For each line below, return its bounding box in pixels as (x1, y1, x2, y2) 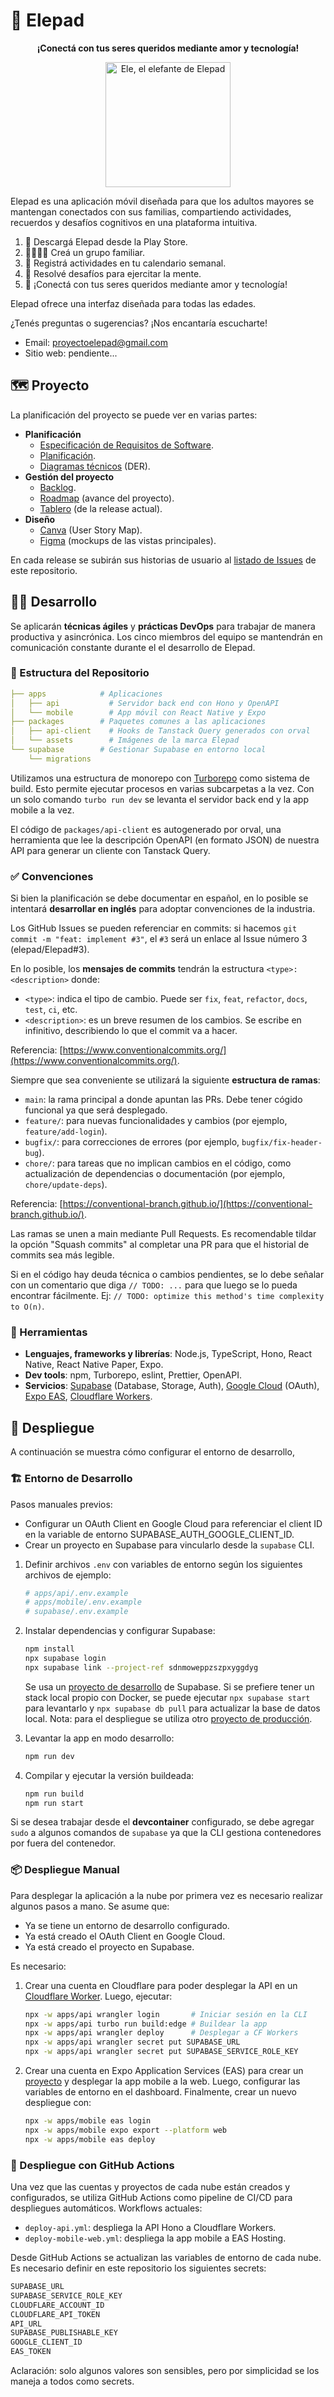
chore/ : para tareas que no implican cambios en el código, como (24, 1157, 292, 1169)
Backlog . (39, 481, 77, 493)
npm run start (24, 1798, 84, 1808)
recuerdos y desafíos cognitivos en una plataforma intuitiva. (10, 216, 258, 228)
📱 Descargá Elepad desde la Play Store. (24, 235, 188, 248)
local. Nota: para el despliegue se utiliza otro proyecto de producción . (24, 1712, 313, 1724)
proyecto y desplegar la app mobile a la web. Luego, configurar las (24, 2075, 301, 2088)
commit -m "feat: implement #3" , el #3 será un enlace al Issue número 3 (10, 933, 308, 945)
